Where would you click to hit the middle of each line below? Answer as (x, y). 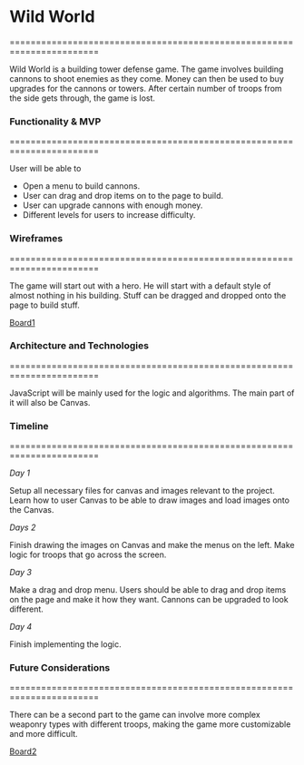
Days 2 (23, 527)
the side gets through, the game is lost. (83, 98)
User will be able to (45, 169)
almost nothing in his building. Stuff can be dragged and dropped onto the (148, 295)
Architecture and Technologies (79, 346)
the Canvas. (32, 510)
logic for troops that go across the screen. (88, 554)
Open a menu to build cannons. (81, 186)
